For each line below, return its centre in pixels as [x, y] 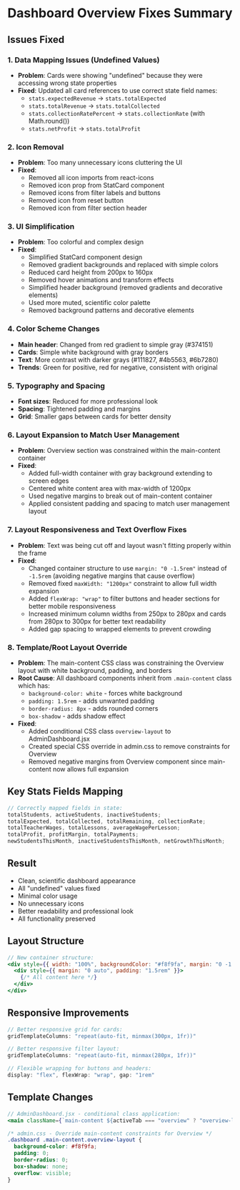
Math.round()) [49, 121]
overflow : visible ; [43, 1173]
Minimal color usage [47, 896]
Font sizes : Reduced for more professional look [88, 401]
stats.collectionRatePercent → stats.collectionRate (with [117, 113]
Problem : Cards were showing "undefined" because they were [110, 75]
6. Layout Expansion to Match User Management [94, 435]
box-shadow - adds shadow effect [77, 716]
